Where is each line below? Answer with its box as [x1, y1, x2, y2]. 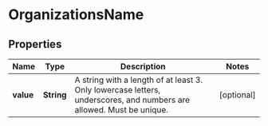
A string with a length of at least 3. [74, 74, 203, 85]
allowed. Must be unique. [74, 104, 169, 115]
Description [120, 61, 166, 72]
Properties [8, 37, 62, 51]
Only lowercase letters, [74, 85, 161, 95]
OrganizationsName [8, 6, 144, 24]
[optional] [219, 89, 256, 100]
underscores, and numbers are [74, 94, 190, 105]
